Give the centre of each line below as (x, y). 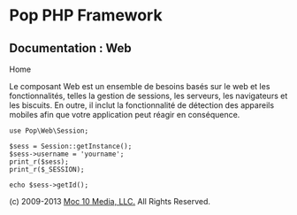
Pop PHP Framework (86, 15)
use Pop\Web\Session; (49, 131)
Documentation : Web (70, 48)
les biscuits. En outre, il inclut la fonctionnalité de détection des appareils (142, 105)
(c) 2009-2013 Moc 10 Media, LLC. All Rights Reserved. (110, 201)
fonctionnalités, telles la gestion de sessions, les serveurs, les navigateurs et (148, 96)
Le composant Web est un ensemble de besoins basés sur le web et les (140, 86)
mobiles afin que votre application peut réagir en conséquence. (125, 115)
